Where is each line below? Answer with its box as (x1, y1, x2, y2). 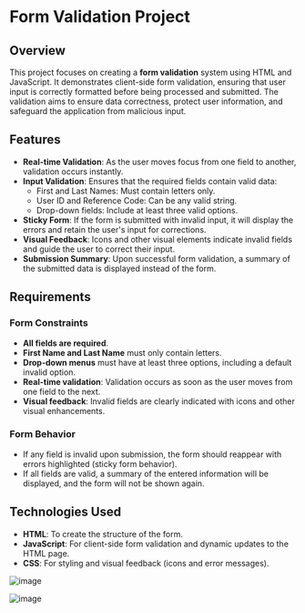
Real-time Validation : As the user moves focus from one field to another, (22, 156, 297, 167)
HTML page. (22, 547, 70, 558)
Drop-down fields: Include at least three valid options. (36, 204, 239, 215)
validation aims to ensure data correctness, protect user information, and (9, 96, 283, 107)
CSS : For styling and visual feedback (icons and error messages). (22, 557, 269, 568)
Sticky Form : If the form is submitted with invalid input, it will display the (22, 214, 294, 225)
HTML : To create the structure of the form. (22, 528, 184, 539)
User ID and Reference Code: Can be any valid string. (36, 194, 238, 206)
